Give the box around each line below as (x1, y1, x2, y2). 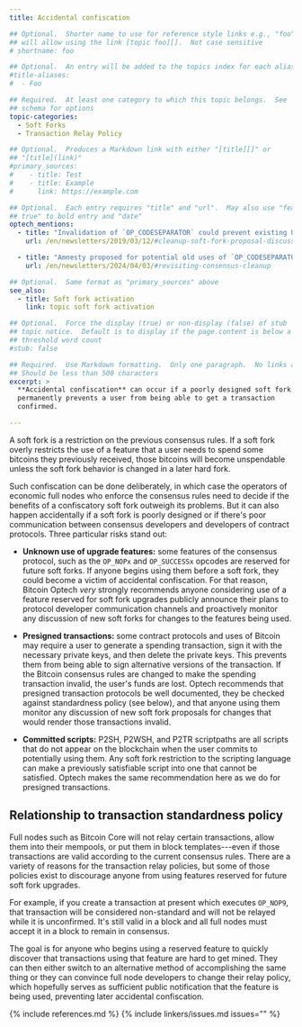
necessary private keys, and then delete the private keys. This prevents (22, 649, 288, 660)
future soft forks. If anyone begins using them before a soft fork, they (22, 564, 280, 576)
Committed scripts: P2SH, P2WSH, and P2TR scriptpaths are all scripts (22, 734, 289, 744)
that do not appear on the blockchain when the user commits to (22, 743, 258, 754)
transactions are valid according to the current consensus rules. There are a (9, 851, 291, 861)
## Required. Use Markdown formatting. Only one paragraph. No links (9, 360, 288, 369)
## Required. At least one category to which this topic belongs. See (9, 95, 288, 104)
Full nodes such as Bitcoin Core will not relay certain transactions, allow (9, 832, 275, 842)
